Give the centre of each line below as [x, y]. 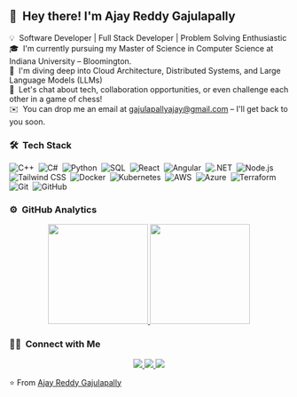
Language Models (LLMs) [56, 80]
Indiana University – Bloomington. [70, 61]
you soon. [27, 122]
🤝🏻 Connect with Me [55, 345]
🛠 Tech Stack [41, 145]
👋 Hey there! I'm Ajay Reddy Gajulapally [122, 16]
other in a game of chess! [56, 99]
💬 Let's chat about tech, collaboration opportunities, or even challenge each [149, 89]
